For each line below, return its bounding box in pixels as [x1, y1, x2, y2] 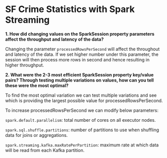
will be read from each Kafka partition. [5, 147, 85, 153]
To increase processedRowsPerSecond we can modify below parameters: [5, 107, 158, 113]
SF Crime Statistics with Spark [5, 4, 135, 15]
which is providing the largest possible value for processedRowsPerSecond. [5, 97, 163, 104]
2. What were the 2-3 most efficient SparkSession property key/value [5, 71, 154, 77]
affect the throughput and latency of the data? [5, 36, 104, 42]
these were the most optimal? [5, 82, 69, 89]
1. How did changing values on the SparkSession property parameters [5, 31, 154, 37]
